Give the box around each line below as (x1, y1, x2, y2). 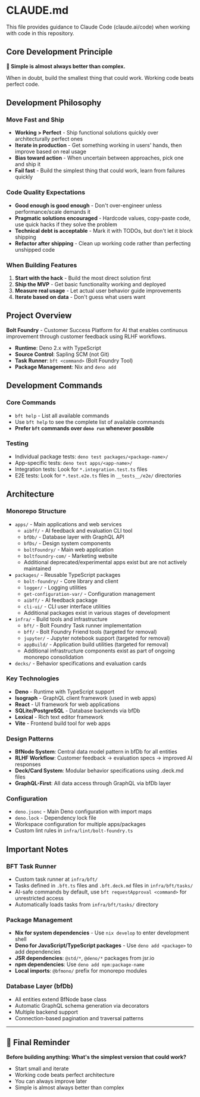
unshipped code (14, 246, 55, 253)
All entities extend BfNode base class (14, 995, 107, 1003)
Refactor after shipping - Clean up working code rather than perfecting (14, 239, 191, 247)
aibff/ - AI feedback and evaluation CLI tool (23, 527, 133, 534)
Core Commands (6, 398, 57, 407)
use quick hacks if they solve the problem (14, 221, 117, 228)
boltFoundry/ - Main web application (23, 546, 114, 553)
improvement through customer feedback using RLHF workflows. (6, 333, 167, 340)
